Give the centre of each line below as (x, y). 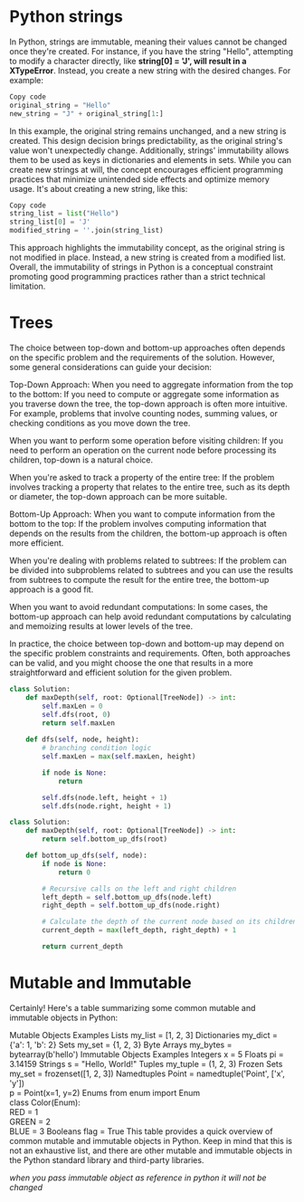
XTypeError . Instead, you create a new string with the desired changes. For (150, 71)
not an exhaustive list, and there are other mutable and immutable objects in (151, 1150)
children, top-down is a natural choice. (81, 460)
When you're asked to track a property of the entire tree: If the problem (142, 477)
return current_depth (83, 947)
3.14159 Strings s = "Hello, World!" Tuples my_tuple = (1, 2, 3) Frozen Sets (146, 1064)
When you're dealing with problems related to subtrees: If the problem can (148, 560)
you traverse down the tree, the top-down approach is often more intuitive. (148, 404)
